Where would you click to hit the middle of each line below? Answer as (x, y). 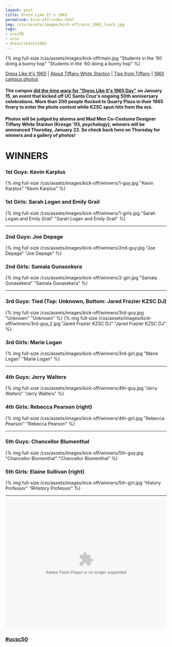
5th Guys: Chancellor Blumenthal (47, 442)
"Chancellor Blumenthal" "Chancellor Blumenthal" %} (62, 458)
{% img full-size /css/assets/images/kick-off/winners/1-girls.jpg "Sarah (80, 213)
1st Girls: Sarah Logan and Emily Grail (52, 202)
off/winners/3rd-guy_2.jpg (33, 323)
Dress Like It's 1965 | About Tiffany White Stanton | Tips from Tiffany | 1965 (85, 73)
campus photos (22, 79)
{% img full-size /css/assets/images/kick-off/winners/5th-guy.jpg (74, 453)
